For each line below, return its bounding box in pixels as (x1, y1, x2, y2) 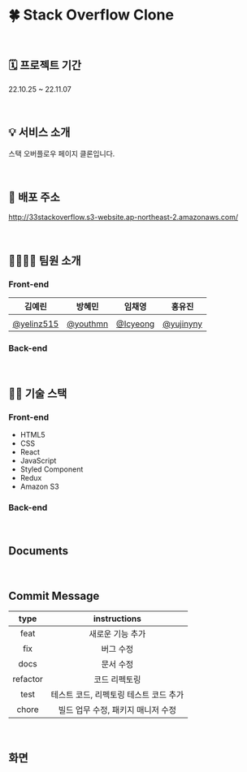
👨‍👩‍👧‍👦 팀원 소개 (8, 253, 81, 267)
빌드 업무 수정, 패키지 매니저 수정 (58, 704, 177, 715)
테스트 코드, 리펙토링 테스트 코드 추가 (50, 688, 184, 700)
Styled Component (19, 464, 84, 474)
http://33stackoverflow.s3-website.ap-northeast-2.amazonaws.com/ (8, 213, 238, 222)
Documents (8, 544, 69, 558)
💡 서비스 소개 (8, 126, 71, 140)
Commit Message (8, 589, 100, 602)
